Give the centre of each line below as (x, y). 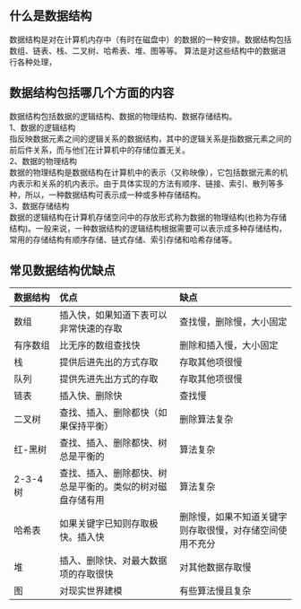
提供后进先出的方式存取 (109, 362)
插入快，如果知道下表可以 (113, 315)
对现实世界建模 (91, 591)
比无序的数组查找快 (100, 345)
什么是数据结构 (51, 16)
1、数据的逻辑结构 (43, 127)
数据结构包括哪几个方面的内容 (92, 93)
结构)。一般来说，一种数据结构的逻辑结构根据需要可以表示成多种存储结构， (148, 228)
